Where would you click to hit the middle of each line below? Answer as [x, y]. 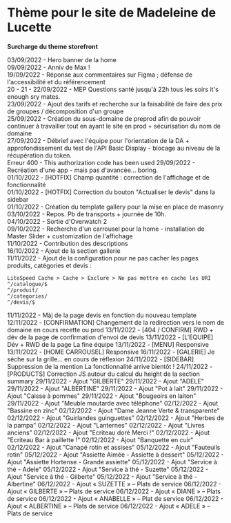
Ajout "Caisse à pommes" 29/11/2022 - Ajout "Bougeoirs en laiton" [102, 396]
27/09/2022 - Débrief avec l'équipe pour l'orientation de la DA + [98, 140]
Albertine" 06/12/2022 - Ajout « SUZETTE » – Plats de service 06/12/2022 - [114, 484]
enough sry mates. [34, 96]
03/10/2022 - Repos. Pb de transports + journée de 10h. [87, 214]
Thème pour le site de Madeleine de [111, 13]
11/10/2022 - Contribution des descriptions [68, 243]
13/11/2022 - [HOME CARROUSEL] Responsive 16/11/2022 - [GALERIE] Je [111, 352]
